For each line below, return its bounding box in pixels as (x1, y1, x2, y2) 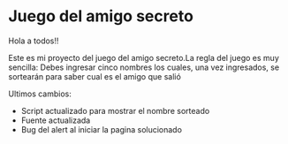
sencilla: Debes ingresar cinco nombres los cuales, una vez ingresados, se (8, 62, 280, 72)
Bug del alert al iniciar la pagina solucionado (20, 124, 183, 134)
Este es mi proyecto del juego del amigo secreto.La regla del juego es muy (8, 52, 280, 63)
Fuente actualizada (20, 115, 91, 125)
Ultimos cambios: (8, 88, 72, 99)
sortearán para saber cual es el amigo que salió (8, 71, 182, 81)
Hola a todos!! (8, 35, 59, 46)
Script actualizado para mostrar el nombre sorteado (20, 105, 210, 116)
